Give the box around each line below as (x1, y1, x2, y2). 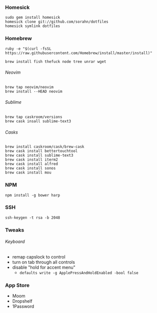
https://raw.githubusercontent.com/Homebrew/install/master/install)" (5, 51, 153, 56)
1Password (12, 304, 34, 310)
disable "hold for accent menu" (12, 264, 76, 270)
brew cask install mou (5, 170, 52, 175)
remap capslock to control (12, 254, 65, 259)
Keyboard (5, 239, 25, 245)
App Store (5, 282, 30, 288)
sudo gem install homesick (5, 15, 60, 20)
